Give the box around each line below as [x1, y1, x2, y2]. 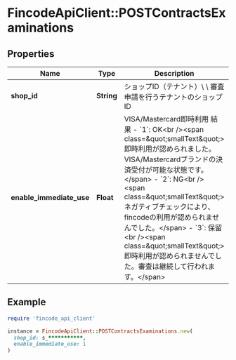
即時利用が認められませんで [124, 251, 216, 260]
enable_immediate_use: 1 [13, 340, 86, 348]
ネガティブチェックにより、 [124, 202, 216, 211]
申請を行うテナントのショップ [124, 93, 223, 102]
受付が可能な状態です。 [131, 165, 209, 175]
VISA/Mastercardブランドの [124, 154, 216, 164]
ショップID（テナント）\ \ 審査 [124, 82, 225, 91]
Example [7, 296, 46, 308]
